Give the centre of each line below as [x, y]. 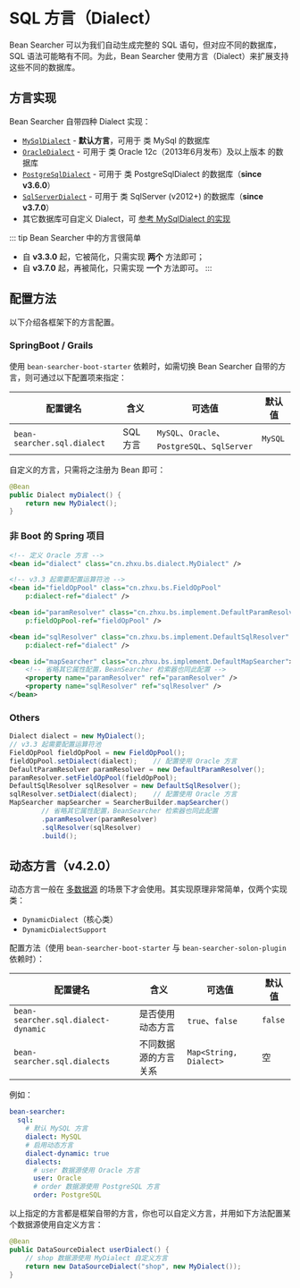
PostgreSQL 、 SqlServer [204, 445]
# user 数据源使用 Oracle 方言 [86, 1170]
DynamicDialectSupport [64, 930]
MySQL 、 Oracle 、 [191, 432]
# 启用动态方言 [50, 1145]
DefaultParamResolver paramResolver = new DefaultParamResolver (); [137, 769]
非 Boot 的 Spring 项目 [57, 536]
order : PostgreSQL [67, 1195]
